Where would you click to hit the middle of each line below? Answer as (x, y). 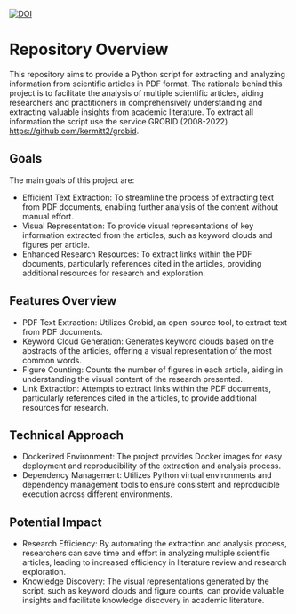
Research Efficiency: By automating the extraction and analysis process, (154, 544)
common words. (52, 360)
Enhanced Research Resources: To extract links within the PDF (137, 254)
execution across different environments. (97, 494)
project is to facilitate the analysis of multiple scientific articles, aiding (136, 92)
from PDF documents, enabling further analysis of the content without (150, 207)
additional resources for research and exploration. (114, 273)
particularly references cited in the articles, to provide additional (140, 398)
